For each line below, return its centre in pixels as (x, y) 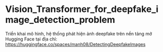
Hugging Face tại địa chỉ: (31, 39)
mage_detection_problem (60, 20)
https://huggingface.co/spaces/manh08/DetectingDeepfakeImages (75, 44)
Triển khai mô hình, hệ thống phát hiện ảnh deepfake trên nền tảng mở (79, 33)
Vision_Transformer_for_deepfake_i (82, 9)
